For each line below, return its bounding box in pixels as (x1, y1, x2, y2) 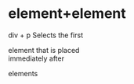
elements (8, 68, 38, 78)
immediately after (8, 54, 65, 63)
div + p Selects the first (8, 30, 84, 40)
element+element (8, 5, 127, 23)
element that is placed (8, 45, 80, 54)
